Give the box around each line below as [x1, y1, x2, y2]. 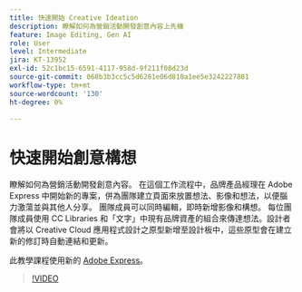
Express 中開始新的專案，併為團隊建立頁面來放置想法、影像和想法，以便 [9, 190, 280, 201]
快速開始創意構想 [9, 147, 138, 168]
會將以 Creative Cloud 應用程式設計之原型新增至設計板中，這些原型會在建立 [9, 224, 292, 236]
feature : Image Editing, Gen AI [9, 30, 132, 39]
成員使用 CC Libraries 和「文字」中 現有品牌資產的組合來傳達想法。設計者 [16, 213, 291, 224]
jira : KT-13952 [9, 55, 67, 64]
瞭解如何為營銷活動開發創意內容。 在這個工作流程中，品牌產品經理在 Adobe [9, 179, 293, 190]
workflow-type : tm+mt [9, 81, 92, 90]
